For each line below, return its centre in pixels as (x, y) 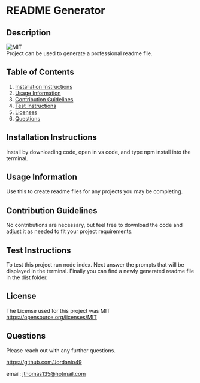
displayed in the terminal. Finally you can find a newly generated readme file (100, 271)
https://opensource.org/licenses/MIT (51, 317)
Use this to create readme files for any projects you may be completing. (95, 191)
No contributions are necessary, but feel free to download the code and (95, 225)
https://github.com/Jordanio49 (44, 362)
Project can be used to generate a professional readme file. (79, 53)
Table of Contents (40, 72)
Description (28, 33)
